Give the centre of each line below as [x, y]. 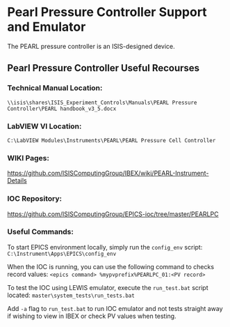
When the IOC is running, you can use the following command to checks [110, 266]
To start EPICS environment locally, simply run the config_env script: [105, 247]
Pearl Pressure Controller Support [107, 12]
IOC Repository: [35, 199]
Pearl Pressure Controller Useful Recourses [104, 68]
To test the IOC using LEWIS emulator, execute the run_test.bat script [108, 287]
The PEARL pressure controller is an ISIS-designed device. [91, 46]
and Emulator [47, 27]
